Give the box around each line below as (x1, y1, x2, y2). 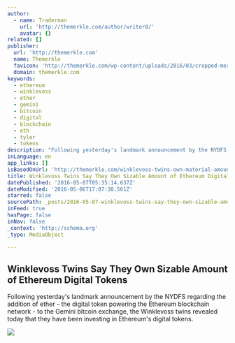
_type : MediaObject (7, 231, 64, 238)
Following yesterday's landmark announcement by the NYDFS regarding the (7, 293, 227, 301)
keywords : (7, 75, 36, 82)
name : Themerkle (13, 56, 61, 63)
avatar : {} (20, 29, 52, 37)
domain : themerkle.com (13, 68, 80, 75)
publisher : (7, 43, 39, 50)
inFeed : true (7, 205, 45, 212)
